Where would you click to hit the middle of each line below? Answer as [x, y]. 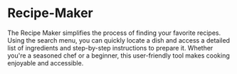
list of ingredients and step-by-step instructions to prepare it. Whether [110, 48]
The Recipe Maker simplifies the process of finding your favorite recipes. [114, 33]
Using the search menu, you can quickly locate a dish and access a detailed [118, 40]
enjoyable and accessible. [46, 63]
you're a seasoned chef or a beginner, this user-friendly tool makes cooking [118, 55]
